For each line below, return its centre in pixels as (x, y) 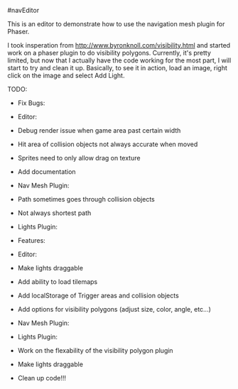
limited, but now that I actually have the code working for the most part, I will (119, 60)
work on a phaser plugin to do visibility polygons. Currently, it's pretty (109, 53)
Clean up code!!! (42, 378)
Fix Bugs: (31, 103)
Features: (32, 240)
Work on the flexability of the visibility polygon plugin (95, 350)
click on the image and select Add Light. (66, 75)
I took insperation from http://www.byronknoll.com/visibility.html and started (119, 45)
